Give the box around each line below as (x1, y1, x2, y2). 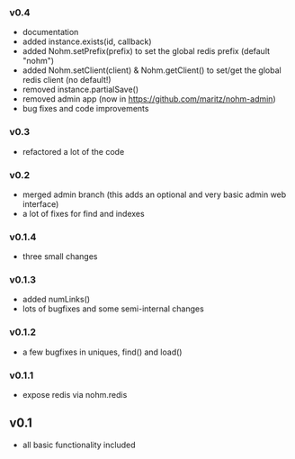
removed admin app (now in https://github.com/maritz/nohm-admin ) (22, 94, 276, 104)
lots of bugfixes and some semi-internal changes (22, 303, 204, 314)
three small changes (22, 251, 98, 262)
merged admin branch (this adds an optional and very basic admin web (22, 189, 287, 200)
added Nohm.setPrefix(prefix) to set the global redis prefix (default (22, 46, 271, 57)
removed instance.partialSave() (22, 84, 139, 95)
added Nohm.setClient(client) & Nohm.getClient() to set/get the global (22, 65, 282, 76)
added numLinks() (22, 294, 91, 305)
